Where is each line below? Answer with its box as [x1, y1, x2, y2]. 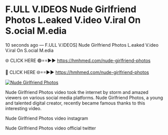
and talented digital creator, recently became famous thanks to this [5, 100, 146, 106]
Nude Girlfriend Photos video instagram [5, 115, 88, 121]
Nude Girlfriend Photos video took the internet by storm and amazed [5, 89, 149, 95]
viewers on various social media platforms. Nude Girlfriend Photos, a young [5, 94, 163, 100]
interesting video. [5, 105, 42, 111]
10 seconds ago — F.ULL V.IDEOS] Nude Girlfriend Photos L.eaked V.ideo [5, 42, 159, 48]
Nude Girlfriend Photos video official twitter [5, 125, 96, 131]
